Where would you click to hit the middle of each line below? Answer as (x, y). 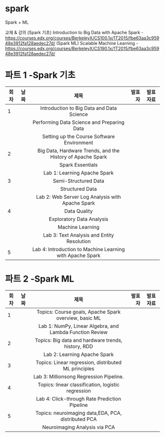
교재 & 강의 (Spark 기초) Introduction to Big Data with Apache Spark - (74, 32)
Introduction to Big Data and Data (78, 108)
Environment (78, 143)
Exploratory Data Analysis (79, 219)
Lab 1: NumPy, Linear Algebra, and (79, 326)
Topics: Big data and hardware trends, (79, 340)
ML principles (79, 368)
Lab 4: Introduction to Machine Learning (79, 249)
